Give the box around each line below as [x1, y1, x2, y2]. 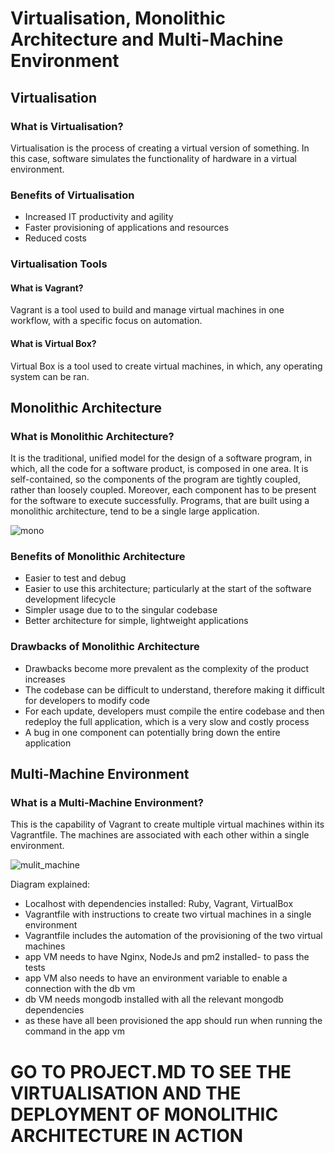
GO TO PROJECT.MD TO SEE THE [10, 1060, 292, 1083]
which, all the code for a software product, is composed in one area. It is [10, 463, 309, 475]
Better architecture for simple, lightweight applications [24, 615, 249, 627]
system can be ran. [10, 370, 90, 382]
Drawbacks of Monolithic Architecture [10, 640, 200, 654]
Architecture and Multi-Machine [10, 28, 284, 51]
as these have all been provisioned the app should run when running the [24, 1015, 323, 1027]
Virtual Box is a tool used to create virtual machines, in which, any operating [10, 360, 323, 372]
